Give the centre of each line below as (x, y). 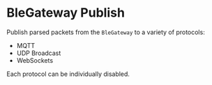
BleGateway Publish (66, 13)
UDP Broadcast (39, 53)
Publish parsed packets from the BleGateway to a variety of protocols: (106, 32)
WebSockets (35, 60)
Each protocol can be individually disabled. (68, 74)
